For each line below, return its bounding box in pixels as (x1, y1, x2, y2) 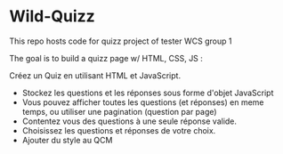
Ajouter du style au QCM (21, 134, 113, 145)
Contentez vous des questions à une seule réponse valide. (21, 116, 238, 126)
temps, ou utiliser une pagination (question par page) (21, 106, 217, 117)
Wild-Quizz (9, 6, 95, 27)
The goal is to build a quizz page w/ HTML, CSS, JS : (9, 53, 203, 63)
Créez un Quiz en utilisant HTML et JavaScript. (9, 69, 181, 81)
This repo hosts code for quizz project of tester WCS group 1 (9, 36, 232, 46)
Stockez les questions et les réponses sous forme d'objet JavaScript (21, 87, 274, 98)
